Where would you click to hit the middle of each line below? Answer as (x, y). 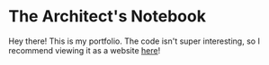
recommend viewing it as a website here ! (85, 50)
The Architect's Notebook (107, 16)
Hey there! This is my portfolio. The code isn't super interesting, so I (134, 41)
